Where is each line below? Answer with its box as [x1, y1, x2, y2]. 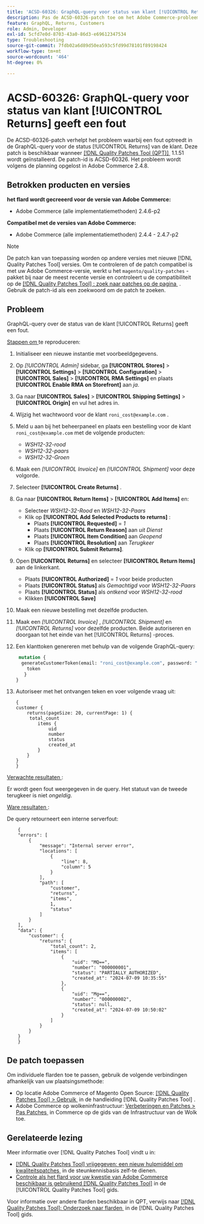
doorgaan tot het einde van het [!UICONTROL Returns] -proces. [15, 631, 174, 638]
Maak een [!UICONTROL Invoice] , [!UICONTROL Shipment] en [15, 618, 172, 626]
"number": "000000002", [71, 997, 132, 1003]
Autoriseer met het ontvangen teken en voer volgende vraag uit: [15, 688, 176, 695]
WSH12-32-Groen [24, 454, 70, 461]
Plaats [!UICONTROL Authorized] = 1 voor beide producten [24, 575, 173, 583]
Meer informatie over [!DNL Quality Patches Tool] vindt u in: [7, 1149, 156, 1156]
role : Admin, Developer [7, 25, 67, 32]
